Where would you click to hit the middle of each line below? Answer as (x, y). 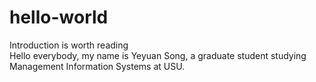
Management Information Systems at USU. (97, 66)
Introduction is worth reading (69, 45)
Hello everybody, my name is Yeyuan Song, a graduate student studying (158, 55)
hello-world (59, 17)
